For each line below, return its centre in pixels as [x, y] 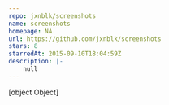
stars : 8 [23, 46]
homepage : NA [30, 31]
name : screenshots [39, 24]
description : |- [36, 62]
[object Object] [34, 92]
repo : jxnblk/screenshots [52, 16]
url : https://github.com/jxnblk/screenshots [85, 39]
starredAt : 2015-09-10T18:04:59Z [65, 54]
